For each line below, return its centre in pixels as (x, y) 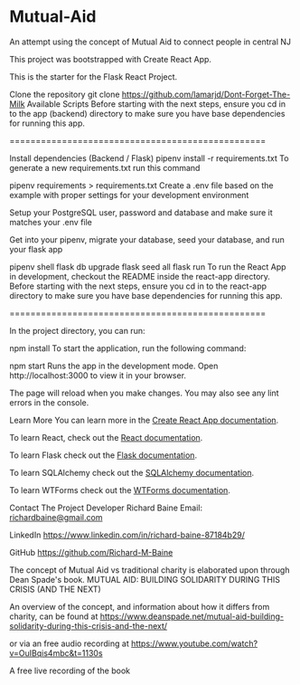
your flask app (36, 249)
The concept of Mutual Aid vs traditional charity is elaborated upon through (150, 570)
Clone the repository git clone (65, 94)
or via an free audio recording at (69, 643)
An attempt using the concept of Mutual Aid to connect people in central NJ (150, 42)
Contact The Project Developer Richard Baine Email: (106, 508)
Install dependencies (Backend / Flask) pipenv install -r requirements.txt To (149, 158)
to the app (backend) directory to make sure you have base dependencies (147, 113)
